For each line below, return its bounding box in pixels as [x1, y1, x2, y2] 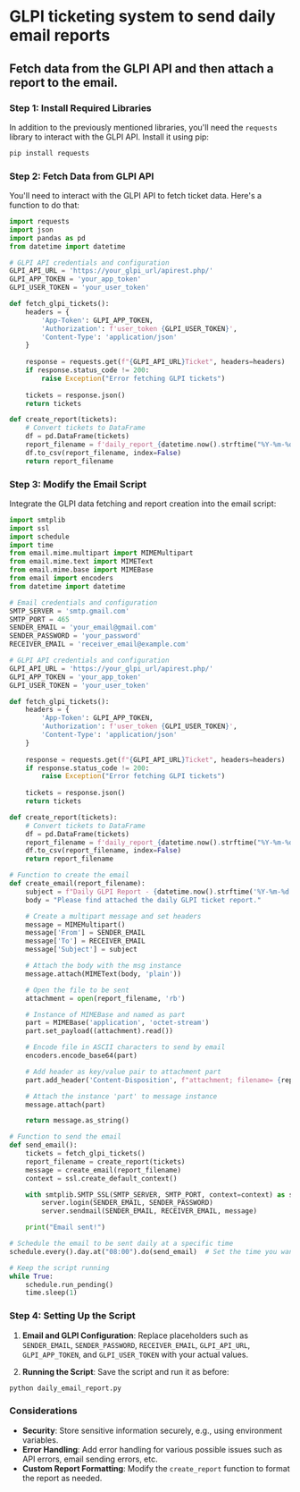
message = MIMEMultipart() [25, 920, 126, 929]
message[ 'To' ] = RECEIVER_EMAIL [25, 937, 146, 945]
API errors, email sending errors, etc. [21, 1454, 158, 1464]
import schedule [9, 532, 70, 541]
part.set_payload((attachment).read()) [25, 1027, 174, 1036]
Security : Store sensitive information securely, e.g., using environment [21, 1425, 283, 1436]
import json [9, 225, 54, 234]
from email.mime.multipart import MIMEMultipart [9, 548, 194, 558]
